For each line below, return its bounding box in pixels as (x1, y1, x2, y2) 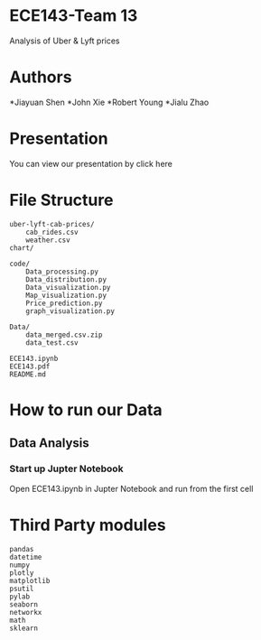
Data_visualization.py (25, 283, 111, 292)
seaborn (9, 599, 39, 609)
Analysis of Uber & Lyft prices (9, 35, 120, 46)
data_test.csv (25, 338, 79, 348)
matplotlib (9, 576, 51, 585)
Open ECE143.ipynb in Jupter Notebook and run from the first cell (9, 483, 254, 494)
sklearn (9, 624, 39, 633)
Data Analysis (9, 435, 90, 451)
